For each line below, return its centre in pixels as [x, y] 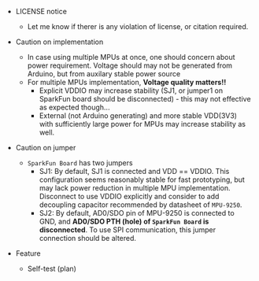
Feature [28, 253]
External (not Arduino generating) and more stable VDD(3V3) [138, 116]
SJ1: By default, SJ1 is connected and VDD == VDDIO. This [134, 171]
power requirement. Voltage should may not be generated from [130, 65]
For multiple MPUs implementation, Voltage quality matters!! [127, 82]
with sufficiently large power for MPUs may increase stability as [142, 124]
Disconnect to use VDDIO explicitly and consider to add [129, 196]
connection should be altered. [87, 238]
